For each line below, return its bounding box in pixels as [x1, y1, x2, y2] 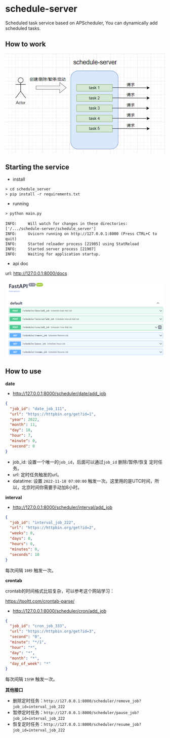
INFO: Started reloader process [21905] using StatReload [5, 241, 139, 247]
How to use [5, 367, 41, 376]
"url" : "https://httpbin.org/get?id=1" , [10, 411, 96, 416]
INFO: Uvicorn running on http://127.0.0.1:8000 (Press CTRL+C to [5, 231, 157, 236]
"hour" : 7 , [10, 433, 33, 438]
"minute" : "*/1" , [10, 640, 47, 645]
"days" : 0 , [10, 536, 33, 541]
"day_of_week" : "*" [10, 661, 51, 666]
